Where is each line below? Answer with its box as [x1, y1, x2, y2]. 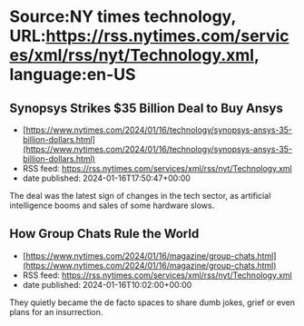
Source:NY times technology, [9, 6, 236, 27]
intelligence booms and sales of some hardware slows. [9, 200, 215, 211]
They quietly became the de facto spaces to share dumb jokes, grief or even [9, 297, 295, 308]
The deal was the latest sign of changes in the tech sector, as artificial [9, 191, 271, 201]
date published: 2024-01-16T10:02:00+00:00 [22, 279, 192, 290]
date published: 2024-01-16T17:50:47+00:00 [22, 173, 191, 183]
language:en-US [9, 64, 136, 85]
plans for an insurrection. [9, 306, 103, 317]
